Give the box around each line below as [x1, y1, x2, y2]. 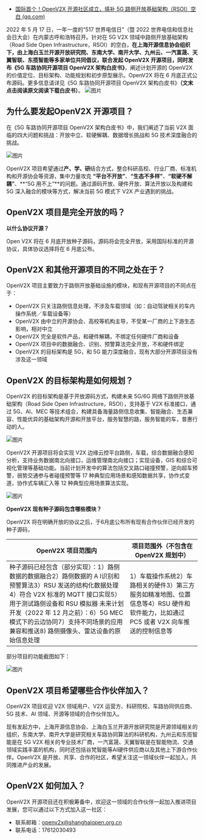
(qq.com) [22, 13, 46, 20]
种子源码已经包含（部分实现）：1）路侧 [9, 563, 120, 572]
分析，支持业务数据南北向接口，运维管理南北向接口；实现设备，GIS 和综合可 [6, 456, 198, 464]
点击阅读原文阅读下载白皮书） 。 [6, 87, 84, 94]
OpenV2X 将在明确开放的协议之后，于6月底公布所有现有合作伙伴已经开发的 [6, 519, 195, 526]
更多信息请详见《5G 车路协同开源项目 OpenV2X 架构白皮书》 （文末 [27, 79, 194, 87]
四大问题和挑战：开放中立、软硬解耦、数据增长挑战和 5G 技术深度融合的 [16, 131, 197, 138]
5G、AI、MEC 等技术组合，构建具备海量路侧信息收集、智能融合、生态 [13, 408, 188, 416]
